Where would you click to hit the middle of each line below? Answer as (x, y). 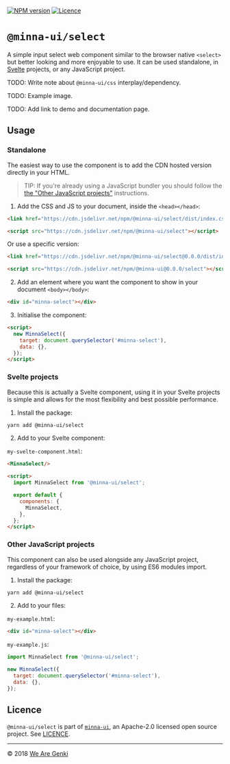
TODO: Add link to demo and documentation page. (78, 109)
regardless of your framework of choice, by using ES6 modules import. (107, 567)
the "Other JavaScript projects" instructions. (86, 193)
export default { (38, 495)
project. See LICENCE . (39, 734)
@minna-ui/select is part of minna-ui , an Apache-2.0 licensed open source (112, 726)
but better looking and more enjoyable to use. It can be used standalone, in (113, 62)
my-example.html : (31, 619)
